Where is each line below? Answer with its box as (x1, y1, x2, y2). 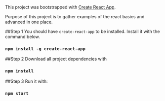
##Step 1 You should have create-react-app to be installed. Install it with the (5, 29, 160, 34)
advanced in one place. (5, 19, 53, 25)
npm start (5, 91, 29, 96)
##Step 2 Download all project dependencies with (5, 56, 107, 62)
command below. (5, 34, 41, 39)
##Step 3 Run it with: (5, 78, 48, 84)
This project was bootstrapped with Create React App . (5, 4, 116, 10)
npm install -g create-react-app (5, 46, 85, 51)
